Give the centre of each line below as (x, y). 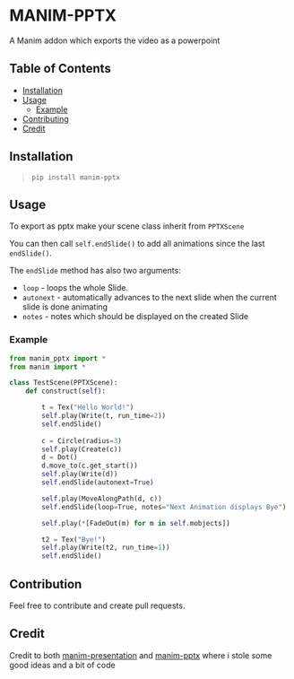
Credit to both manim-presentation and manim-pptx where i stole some (141, 655)
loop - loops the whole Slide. (75, 288)
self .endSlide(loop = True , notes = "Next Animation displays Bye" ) (164, 507)
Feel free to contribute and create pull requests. (97, 605)
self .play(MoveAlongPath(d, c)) (102, 499)
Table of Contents (61, 69)
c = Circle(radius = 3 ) (82, 440)
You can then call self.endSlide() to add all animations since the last (137, 244)
